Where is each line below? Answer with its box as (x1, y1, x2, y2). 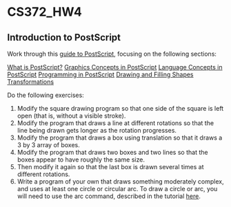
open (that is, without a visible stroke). (17, 111, 126, 120)
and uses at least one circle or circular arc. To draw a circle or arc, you (17, 185, 218, 193)
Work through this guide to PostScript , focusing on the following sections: (7, 50, 217, 58)
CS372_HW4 (7, 4, 83, 20)
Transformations (7, 78, 54, 86)
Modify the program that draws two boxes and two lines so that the (17, 149, 208, 156)
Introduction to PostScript (7, 32, 121, 43)
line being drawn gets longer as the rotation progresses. (17, 127, 177, 134)
